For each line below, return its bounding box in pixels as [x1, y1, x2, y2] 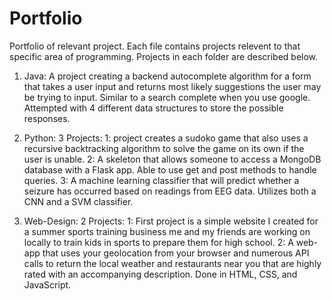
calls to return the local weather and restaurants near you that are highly [23, 257, 322, 269]
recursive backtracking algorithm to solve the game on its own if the [23, 142, 305, 154]
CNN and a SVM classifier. [23, 195, 134, 207]
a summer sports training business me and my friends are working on [23, 225, 311, 237]
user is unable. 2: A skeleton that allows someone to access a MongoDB [23, 153, 322, 165]
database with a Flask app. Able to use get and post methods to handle [23, 163, 317, 176]
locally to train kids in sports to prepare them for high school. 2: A [23, 236, 294, 248]
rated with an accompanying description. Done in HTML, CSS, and [23, 268, 298, 280]
